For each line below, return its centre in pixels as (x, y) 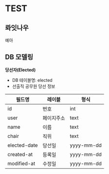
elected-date (23, 145)
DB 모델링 (19, 57)
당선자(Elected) (20, 70)
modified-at (21, 163)
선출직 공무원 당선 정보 (34, 86)
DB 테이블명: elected (32, 80)
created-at (20, 154)
